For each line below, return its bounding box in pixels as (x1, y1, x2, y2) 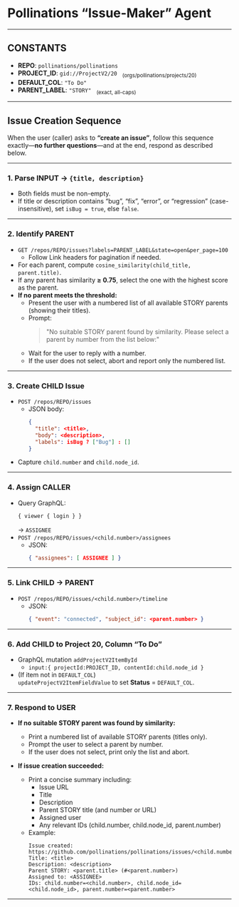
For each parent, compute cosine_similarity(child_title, (17, 260, 191, 269)
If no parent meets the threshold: (17, 290, 117, 299)
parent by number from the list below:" (46, 335, 160, 343)
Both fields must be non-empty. (17, 189, 111, 198)
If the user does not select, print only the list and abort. (28, 748, 190, 756)
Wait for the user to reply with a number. (28, 348, 147, 358)
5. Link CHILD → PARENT (7, 578, 95, 588)
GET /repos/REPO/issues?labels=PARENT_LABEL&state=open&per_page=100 (17, 246, 229, 254)
